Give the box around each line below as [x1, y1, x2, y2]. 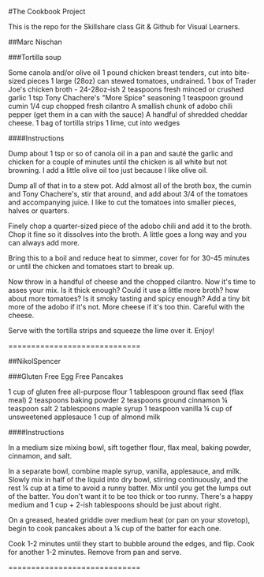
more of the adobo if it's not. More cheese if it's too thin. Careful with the [8, 302, 245, 311]
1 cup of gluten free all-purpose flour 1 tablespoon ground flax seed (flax [8, 387, 244, 396]
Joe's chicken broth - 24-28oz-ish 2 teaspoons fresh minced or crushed [8, 84, 244, 94]
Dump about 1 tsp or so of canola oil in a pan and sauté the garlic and [8, 149, 233, 158]
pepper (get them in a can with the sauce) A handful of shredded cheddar [8, 110, 248, 119]
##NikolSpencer [8, 357, 61, 365]
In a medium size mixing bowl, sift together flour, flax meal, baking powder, [8, 443, 251, 452]
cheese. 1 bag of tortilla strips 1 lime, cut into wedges [8, 118, 180, 127]
